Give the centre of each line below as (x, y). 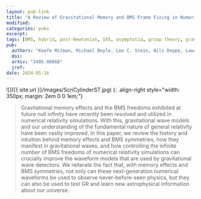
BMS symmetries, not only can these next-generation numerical (100, 172)
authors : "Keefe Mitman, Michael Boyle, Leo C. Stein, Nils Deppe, (98, 51)
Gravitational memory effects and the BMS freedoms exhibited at (101, 108)
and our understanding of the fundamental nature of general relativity (106, 127)
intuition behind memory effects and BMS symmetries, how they (100, 140)
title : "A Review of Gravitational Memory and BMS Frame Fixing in (92, 17)
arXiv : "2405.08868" (37, 62)
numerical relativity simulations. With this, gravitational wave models (105, 121)
